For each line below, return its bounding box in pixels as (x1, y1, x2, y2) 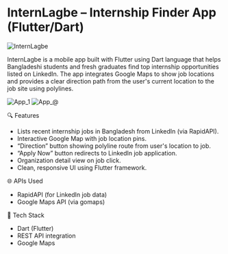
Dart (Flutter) (16, 224, 54, 232)
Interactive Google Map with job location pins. (16, 134, 147, 142)
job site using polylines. (7, 84, 74, 92)
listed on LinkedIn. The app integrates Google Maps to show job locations (7, 70, 214, 78)
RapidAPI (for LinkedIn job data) (16, 190, 107, 199)
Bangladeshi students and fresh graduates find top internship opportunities (7, 62, 219, 71)
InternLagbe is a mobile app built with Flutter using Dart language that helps (7, 55, 221, 63)
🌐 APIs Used (7, 177, 43, 185)
